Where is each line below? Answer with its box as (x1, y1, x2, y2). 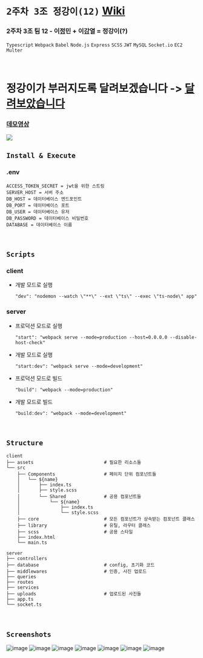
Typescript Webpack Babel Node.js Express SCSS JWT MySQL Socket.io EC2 (6, 42, 183, 49)
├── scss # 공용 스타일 (17, 529, 133, 535)
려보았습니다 (6, 97, 65, 110)
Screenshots (6, 630, 52, 639)
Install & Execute (6, 151, 76, 160)
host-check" (15, 339, 45, 345)
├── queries (6, 574, 36, 580)
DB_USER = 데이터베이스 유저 (6, 209, 70, 215)
